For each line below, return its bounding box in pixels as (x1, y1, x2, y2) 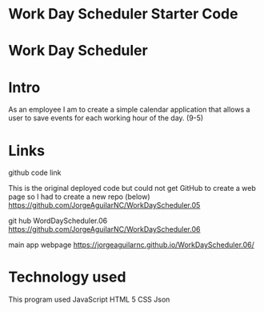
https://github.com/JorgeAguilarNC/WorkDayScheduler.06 (8, 225, 201, 234)
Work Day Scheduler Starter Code (8, 5, 238, 23)
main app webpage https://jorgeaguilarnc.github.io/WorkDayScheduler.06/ (8, 240, 254, 249)
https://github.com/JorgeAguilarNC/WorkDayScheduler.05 (8, 201, 201, 210)
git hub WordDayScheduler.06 (8, 216, 108, 225)
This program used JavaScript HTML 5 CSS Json (8, 294, 170, 305)
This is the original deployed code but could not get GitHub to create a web (8, 184, 256, 193)
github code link (8, 168, 62, 177)
